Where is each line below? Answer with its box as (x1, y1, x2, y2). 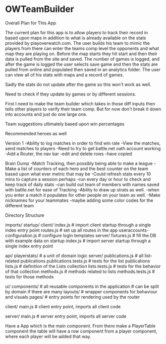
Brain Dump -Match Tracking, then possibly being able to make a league (5, 160, 153, 166)
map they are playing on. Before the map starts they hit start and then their (5, 51, 158, 57)
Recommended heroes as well (5, 130, 67, 136)
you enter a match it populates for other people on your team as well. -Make (5, 192, 161, 198)
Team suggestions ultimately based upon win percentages (5, 121, 125, 127)
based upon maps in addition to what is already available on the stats (5, 35, 146, 41)
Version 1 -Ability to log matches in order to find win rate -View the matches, (5, 140, 161, 146)
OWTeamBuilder (5, 3, 74, 15)
